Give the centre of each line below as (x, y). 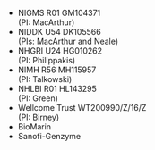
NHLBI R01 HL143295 (57, 89)
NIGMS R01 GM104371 (59, 13)
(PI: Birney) (39, 117)
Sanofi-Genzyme (49, 136)
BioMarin (34, 127)
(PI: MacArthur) (46, 22)
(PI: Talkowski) (45, 79)
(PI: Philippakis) (47, 60)
